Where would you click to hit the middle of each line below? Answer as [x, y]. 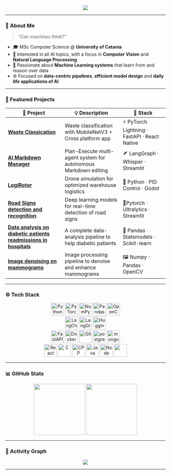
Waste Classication [32, 132]
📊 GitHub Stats [25, 373]
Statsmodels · [139, 237]
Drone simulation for [89, 178]
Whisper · [134, 162]
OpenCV [133, 272]
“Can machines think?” [42, 37]
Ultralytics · [136, 209]
